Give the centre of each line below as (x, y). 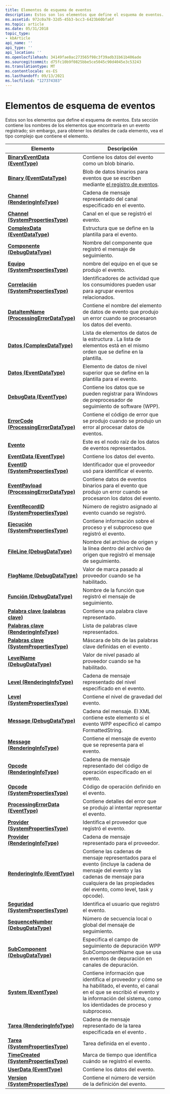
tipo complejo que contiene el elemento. (47, 136)
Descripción (122, 149)
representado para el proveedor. (121, 843)
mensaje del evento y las (112, 870)
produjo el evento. (104, 270)
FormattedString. (103, 730)
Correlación (22, 285)
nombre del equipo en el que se (120, 263)
